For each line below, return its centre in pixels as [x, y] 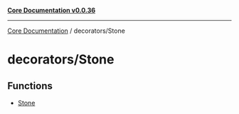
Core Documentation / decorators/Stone [67, 31]
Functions [30, 86]
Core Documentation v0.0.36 [52, 10]
